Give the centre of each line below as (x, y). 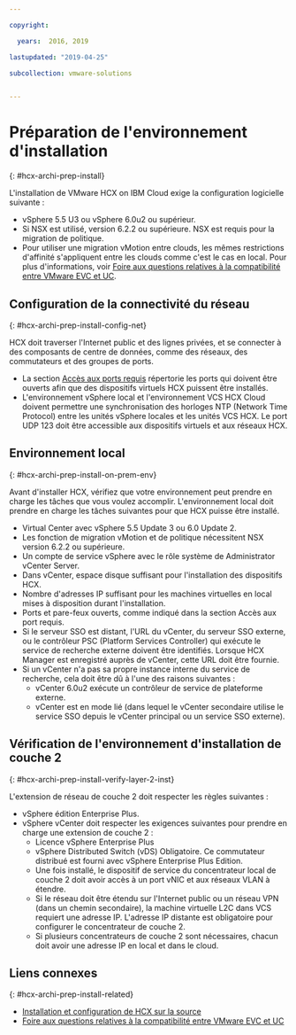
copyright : (29, 25)
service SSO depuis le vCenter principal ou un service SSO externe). (160, 716)
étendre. (50, 889)
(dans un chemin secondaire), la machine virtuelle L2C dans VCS (153, 907)
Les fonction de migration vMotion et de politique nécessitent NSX (143, 537)
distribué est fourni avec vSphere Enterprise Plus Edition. (139, 860)
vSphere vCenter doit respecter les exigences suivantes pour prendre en (154, 823)
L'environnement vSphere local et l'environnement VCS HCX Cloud (144, 397)
